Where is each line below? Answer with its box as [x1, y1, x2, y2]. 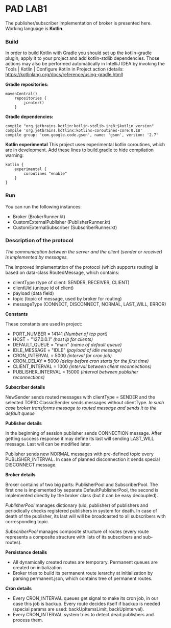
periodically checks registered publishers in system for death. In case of [5, 507, 157, 514]
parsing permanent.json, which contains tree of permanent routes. [12, 575, 153, 582]
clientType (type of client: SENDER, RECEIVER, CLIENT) [12, 279, 130, 285]
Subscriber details [5, 384, 45, 390]
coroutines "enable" [23, 171, 67, 176]
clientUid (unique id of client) [12, 285, 74, 291]
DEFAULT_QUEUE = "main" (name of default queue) [12, 341, 122, 347]
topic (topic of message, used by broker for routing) [12, 295, 122, 301]
